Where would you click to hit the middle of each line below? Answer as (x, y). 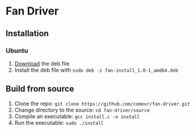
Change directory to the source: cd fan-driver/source (82, 110)
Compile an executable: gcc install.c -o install (77, 116)
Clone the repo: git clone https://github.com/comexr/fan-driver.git (102, 103)
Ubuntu (17, 51)
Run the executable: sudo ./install (59, 122)
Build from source (40, 89)
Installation (27, 33)
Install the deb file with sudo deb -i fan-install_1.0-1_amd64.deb (96, 70)
